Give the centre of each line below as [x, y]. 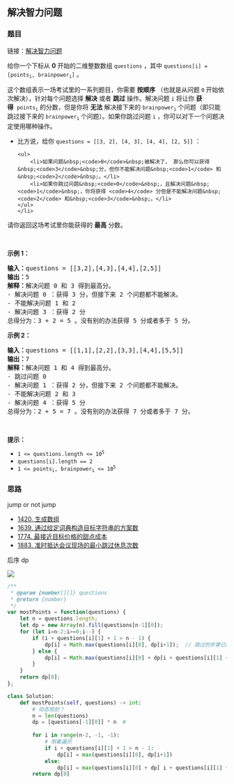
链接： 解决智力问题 [35, 50]
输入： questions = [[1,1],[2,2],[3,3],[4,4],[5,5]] [95, 350]
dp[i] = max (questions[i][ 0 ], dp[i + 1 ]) [115, 755]
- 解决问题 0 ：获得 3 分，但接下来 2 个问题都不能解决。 [95, 295]
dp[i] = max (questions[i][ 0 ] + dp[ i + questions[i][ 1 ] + [143, 768]
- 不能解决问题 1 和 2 [42, 303]
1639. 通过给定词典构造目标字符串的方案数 [78, 527]
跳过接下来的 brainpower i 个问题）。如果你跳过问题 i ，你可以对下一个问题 [113, 117]
